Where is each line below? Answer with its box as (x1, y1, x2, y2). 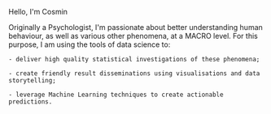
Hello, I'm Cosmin (8, 7, 68, 16)
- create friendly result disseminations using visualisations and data (8, 70, 260, 78)
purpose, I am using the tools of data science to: (8, 40, 171, 49)
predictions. (8, 98, 53, 106)
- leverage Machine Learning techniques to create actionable (8, 91, 224, 99)
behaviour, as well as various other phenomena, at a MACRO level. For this (8, 32, 258, 40)
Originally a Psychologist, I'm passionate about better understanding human (8, 23, 263, 32)
